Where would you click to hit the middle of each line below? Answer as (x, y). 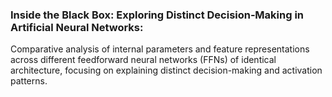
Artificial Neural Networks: (77, 27)
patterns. (29, 81)
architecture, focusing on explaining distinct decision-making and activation (166, 70)
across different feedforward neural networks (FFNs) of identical (143, 60)
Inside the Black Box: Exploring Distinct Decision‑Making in (157, 15)
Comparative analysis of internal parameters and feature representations (160, 49)
